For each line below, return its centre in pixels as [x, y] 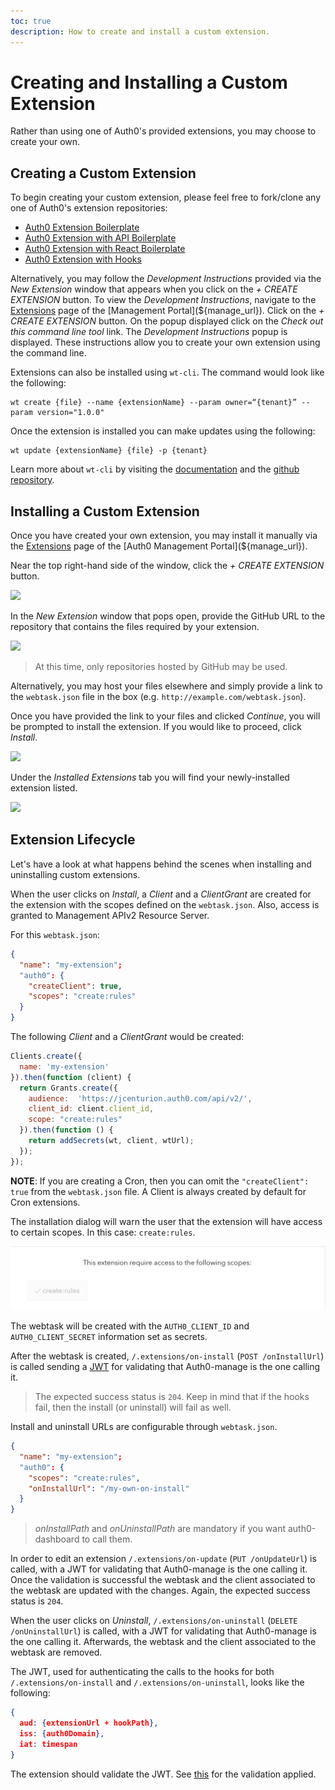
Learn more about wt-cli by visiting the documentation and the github [155, 469]
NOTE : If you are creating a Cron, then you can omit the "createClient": [160, 1181]
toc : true [31, 21]
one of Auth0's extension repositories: [89, 208]
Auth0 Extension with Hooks [83, 259]
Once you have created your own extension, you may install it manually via [164, 536]
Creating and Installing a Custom [149, 82]
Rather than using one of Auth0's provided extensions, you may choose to [163, 131]
